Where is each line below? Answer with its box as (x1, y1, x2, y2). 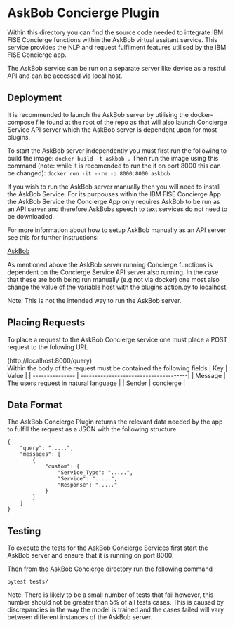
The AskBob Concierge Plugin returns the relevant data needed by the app (7, 417, 223, 426)
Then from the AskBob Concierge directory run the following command (7, 565, 213, 573)
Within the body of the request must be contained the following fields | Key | (7, 363, 228, 372)
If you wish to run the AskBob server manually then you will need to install (7, 182, 221, 191)
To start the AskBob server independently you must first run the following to (7, 146, 227, 155)
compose (7, 118, 35, 126)
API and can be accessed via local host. (7, 72, 123, 80)
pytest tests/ (7, 579, 49, 586)
